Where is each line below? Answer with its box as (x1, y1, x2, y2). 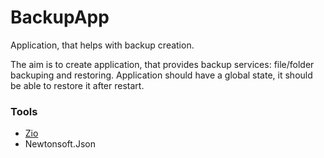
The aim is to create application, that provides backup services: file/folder (10, 58, 315, 70)
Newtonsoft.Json (24, 138, 96, 150)
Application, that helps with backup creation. (10, 39, 195, 51)
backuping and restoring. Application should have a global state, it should (10, 69, 313, 81)
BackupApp (10, 6, 110, 29)
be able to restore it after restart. (10, 79, 145, 91)
